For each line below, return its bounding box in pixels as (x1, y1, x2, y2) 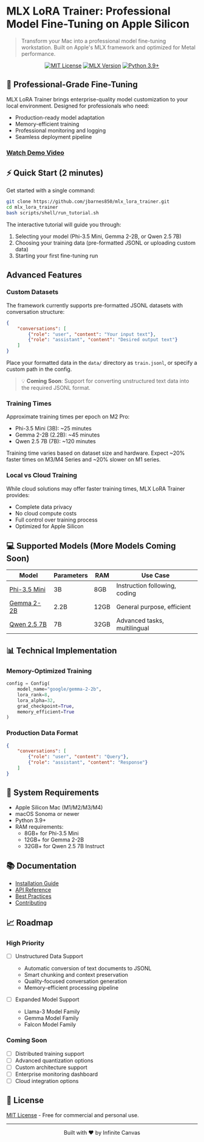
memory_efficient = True (17, 709, 75, 715)
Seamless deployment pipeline (15, 133, 92, 140)
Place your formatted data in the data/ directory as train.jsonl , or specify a (6, 359, 197, 367)
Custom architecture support (15, 1064, 88, 1071)
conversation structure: (6, 308, 65, 315)
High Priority (6, 939, 45, 947)
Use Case (141, 571, 170, 580)
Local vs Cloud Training (6, 471, 78, 480)
